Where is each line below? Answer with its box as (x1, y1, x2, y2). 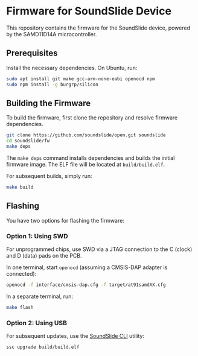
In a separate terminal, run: (6, 293, 74, 300)
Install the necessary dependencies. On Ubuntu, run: (6, 64, 138, 71)
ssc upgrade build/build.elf (6, 344, 80, 350)
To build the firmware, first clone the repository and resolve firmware (6, 114, 178, 121)
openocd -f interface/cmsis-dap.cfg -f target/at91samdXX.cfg (6, 282, 166, 288)
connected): (6, 270, 37, 277)
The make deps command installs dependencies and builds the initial (6, 154, 175, 161)
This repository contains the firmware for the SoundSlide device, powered (6, 24, 190, 31)
